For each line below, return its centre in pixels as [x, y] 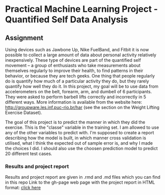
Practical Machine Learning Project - [82, 9]
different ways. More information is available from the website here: [74, 102]
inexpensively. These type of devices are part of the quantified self [73, 60]
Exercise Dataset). [24, 113]
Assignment [24, 38]
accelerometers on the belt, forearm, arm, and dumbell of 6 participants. [79, 92]
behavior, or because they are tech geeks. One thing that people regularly [80, 76]
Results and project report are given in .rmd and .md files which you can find [83, 177]
